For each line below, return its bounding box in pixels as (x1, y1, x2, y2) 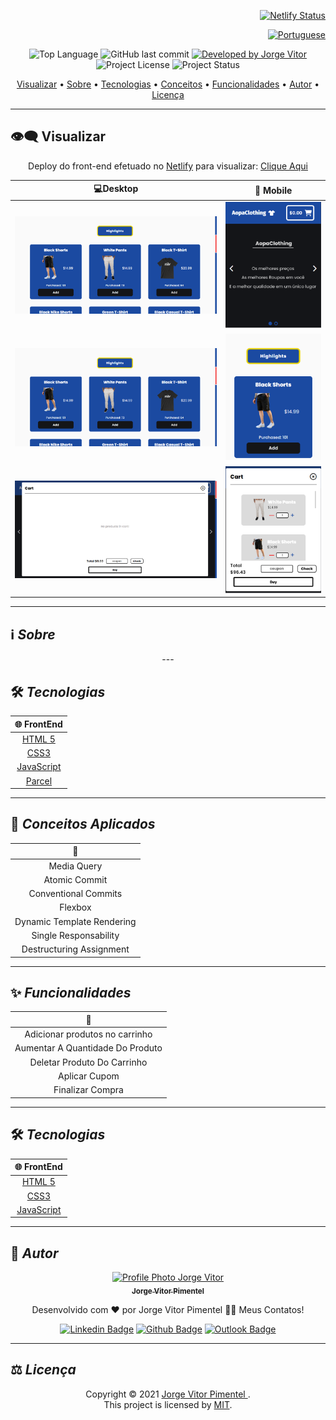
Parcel (25, 775, 53, 787)
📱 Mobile (254, 184, 293, 196)
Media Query (48, 860, 103, 872)
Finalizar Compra (53, 1084, 124, 1096)
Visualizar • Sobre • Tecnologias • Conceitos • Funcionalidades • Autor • (16, 78, 320, 90)
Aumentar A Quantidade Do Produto (14, 1042, 163, 1054)
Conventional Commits (28, 888, 123, 900)
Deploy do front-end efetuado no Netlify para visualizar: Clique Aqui (28, 160, 308, 172)
